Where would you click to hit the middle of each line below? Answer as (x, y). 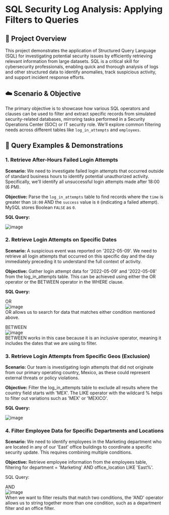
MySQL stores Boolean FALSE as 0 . (41, 207)
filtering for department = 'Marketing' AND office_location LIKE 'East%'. (79, 467)
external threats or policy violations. (42, 378)
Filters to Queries (42, 20)
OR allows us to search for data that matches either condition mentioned (80, 312)
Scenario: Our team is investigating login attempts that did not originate (79, 367)
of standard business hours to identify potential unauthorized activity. (77, 176)
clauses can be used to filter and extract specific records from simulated (80, 114)
